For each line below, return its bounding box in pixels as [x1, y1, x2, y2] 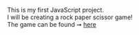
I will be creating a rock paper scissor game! [7, 13, 133, 21]
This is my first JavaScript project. [7, 6, 105, 14]
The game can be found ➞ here [7, 21, 96, 28]
